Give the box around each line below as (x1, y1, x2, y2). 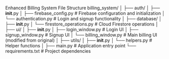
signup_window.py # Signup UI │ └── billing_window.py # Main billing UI (5, 32, 157, 38)
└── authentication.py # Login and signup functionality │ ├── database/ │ (5, 16, 162, 21)
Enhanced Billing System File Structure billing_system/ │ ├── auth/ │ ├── (5, 5, 160, 11)
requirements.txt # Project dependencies (5, 48, 91, 54)
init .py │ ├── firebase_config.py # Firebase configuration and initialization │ (5, 10, 165, 16)
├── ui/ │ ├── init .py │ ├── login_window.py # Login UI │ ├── (5, 26, 139, 33)
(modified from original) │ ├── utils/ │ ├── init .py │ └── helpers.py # (5, 37, 152, 43)
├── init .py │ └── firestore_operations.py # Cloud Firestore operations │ (5, 21, 159, 27)
